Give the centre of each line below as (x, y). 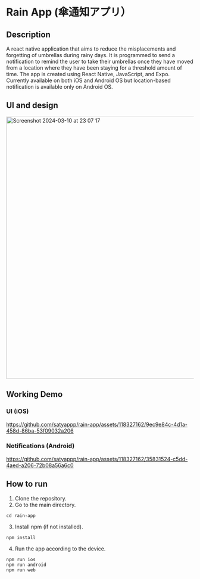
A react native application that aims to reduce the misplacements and (91, 49)
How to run (27, 484)
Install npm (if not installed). (49, 527)
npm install (21, 537)
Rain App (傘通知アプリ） (69, 12)
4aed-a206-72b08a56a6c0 (40, 465)
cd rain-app (21, 515)
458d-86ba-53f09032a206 (40, 431)
